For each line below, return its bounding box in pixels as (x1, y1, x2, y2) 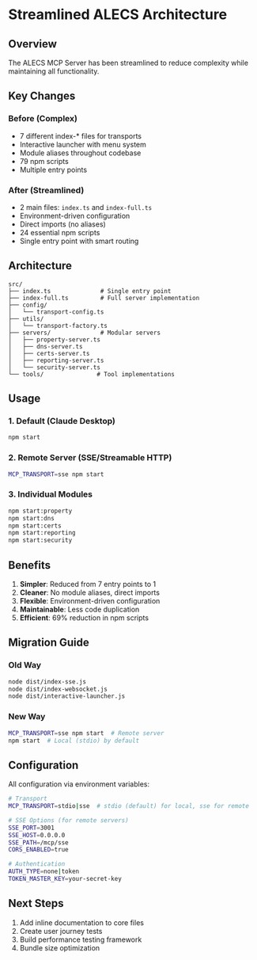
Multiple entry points (19, 165, 88, 174)
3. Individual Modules (8, 489, 93, 500)
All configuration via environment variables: (8, 779, 150, 789)
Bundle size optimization (19, 943, 100, 952)
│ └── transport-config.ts (8, 307, 104, 316)
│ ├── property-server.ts (8, 335, 101, 344)
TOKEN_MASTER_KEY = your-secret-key (8, 875, 123, 883)
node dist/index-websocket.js (8, 685, 108, 693)
